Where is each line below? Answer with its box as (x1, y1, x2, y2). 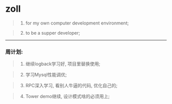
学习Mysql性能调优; (25, 72, 67, 78)
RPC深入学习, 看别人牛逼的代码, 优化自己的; (25, 83, 118, 89)
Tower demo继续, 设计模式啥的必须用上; (25, 93, 110, 99)
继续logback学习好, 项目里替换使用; (25, 61, 101, 67)
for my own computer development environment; (25, 20, 129, 26)
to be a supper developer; (25, 30, 80, 36)
